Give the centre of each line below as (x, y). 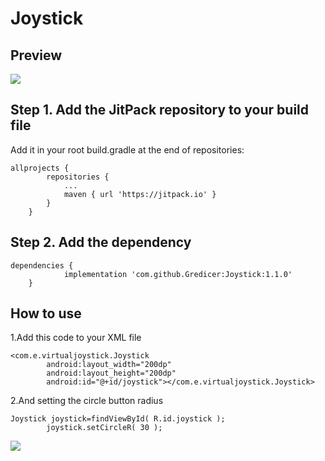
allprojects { (40, 168)
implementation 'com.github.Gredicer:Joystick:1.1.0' (178, 274)
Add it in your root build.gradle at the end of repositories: (127, 149)
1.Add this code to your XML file (76, 338)
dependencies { (42, 265)
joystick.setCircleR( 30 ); (104, 428)
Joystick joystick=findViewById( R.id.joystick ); (118, 419)
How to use (46, 313)
